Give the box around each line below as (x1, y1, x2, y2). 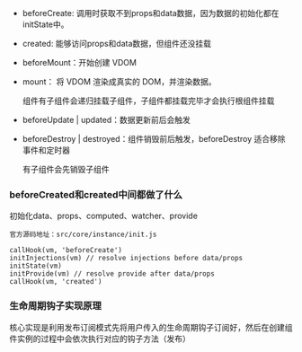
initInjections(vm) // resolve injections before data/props (9, 254, 244, 263)
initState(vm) (9, 261, 63, 271)
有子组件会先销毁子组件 (22, 164, 110, 174)
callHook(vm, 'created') (9, 277, 102, 286)
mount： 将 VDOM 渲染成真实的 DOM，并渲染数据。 (22, 76, 217, 87)
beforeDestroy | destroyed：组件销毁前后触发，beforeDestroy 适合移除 (22, 134, 286, 144)
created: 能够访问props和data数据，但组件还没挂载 (22, 39, 212, 48)
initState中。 (22, 19, 69, 30)
